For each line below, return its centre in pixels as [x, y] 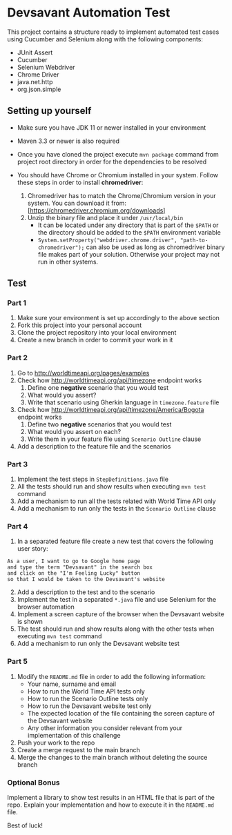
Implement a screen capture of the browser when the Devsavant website [120, 614]
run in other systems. [68, 262]
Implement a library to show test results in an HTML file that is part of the [111, 797]
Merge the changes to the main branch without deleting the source [112, 757]
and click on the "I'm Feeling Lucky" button [74, 573]
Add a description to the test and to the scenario [86, 592]
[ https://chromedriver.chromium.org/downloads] [96, 210]
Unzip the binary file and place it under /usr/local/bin [105, 217]
